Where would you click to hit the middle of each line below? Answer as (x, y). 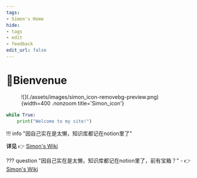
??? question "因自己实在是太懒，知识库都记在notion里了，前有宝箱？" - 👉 (98, 160)
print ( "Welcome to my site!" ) (55, 121)
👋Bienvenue (37, 81)
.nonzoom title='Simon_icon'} (88, 103)
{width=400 (36, 103)
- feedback (20, 44)
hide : (13, 25)
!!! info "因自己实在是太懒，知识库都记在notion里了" (69, 133)
